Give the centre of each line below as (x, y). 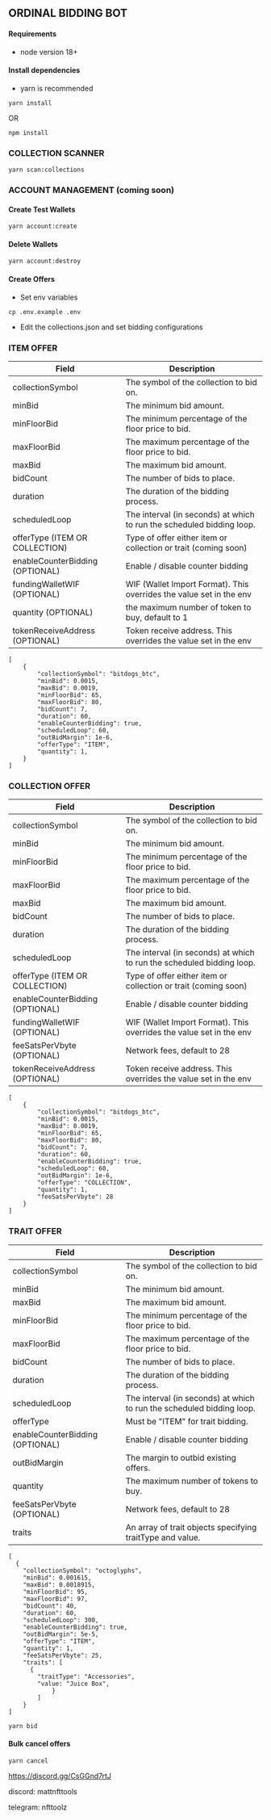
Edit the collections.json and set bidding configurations (111, 327)
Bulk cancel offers (40, 1744)
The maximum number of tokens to (192, 1481)
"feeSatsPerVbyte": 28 (75, 1197)
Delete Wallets (33, 244)
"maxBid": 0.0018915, (59, 1585)
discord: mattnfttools (43, 1791)
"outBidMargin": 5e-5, (61, 1634)
